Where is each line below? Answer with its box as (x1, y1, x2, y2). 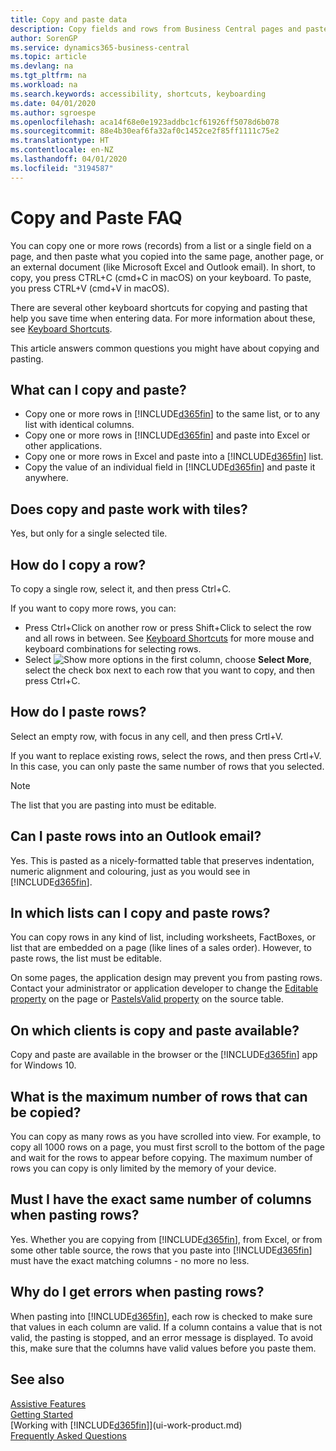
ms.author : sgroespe (10, 107, 97, 118)
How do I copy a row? (10, 556, 147, 573)
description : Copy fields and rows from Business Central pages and (10, 24, 302, 34)
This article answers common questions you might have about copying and (10, 342, 320, 354)
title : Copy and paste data (10, 14, 128, 25)
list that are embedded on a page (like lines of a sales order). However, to (10, 942, 313, 954)
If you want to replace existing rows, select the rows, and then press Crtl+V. (10, 749, 322, 761)
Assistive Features (10, 1397, 87, 1410)
